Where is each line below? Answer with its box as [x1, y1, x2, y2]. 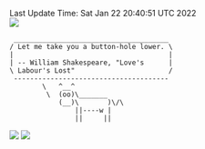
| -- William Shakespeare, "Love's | [9, 58, 173, 67]
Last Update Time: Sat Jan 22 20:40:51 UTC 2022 [9, 8, 197, 18]
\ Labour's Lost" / [9, 66, 173, 75]
